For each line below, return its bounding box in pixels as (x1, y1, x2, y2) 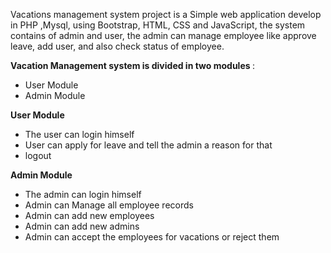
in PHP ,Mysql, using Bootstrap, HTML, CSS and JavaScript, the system (10, 19, 306, 31)
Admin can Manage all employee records (24, 199, 194, 211)
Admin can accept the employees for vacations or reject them (24, 231, 280, 243)
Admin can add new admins (24, 220, 140, 232)
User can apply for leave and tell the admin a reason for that (24, 139, 273, 151)
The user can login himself (24, 129, 135, 140)
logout (24, 150, 52, 161)
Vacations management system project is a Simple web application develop (10, 9, 322, 20)
